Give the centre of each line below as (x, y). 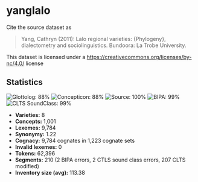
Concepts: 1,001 (35, 121)
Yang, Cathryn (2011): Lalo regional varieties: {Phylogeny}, (93, 39)
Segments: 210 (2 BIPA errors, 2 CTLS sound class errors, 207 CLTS (100, 160)
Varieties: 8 (30, 115)
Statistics (25, 82)
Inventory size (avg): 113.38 (50, 172)
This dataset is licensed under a (46, 57)
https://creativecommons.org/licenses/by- (139, 57)
